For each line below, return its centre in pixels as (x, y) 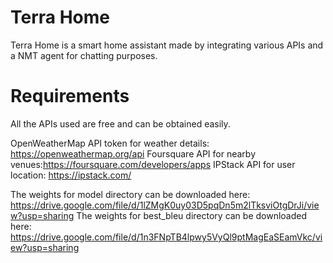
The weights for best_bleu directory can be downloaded (192, 215)
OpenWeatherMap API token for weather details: (110, 143)
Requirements (70, 96)
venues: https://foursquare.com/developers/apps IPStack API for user (153, 164)
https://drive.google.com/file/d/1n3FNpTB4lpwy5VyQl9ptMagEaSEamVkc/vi (166, 237)
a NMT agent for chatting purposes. (84, 55)
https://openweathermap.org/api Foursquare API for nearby (133, 153)
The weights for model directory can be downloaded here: (130, 194)
